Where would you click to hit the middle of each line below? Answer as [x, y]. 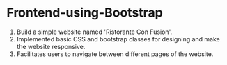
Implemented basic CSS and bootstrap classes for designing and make [118, 39]
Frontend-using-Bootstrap [85, 13]
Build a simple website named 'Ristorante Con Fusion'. [94, 32]
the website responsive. [51, 46]
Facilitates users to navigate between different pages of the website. [115, 54]
